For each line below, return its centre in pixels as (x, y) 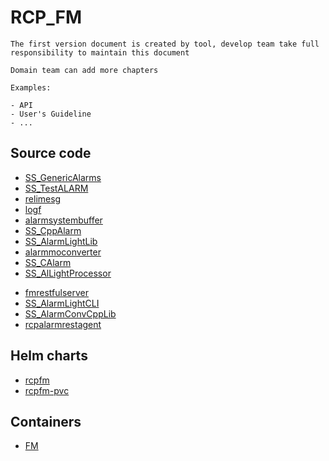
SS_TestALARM (56, 188)
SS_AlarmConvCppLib (70, 313)
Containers (46, 421)
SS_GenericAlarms (63, 177)
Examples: (31, 87)
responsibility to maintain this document (100, 52)
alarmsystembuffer (63, 220)
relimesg (43, 198)
